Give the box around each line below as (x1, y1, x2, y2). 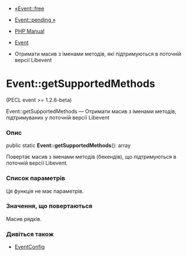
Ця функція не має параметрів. (6, 187, 84, 194)
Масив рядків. (6, 215, 42, 222)
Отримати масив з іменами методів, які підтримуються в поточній (14, 50, 182, 57)
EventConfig (14, 243, 45, 251)
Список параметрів (6, 174, 66, 182)
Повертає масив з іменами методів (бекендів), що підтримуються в (6, 153, 177, 161)
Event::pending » (14, 16, 56, 23)
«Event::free (14, 5, 45, 12)
